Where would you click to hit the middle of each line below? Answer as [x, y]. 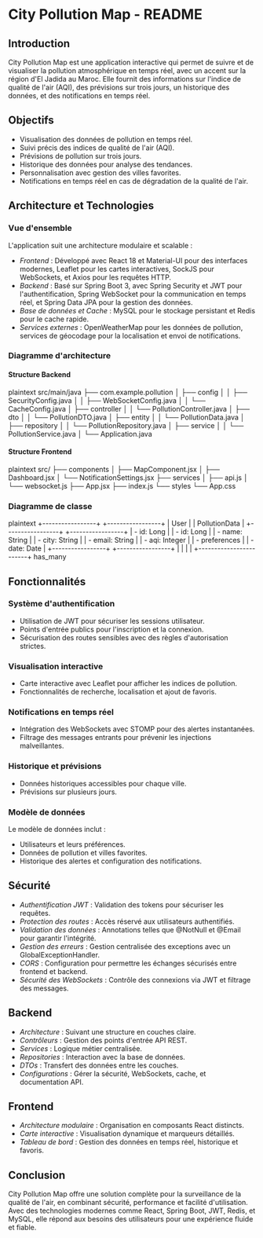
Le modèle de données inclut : [57, 829]
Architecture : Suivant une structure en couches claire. [108, 1031]
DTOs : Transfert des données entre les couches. [99, 1065]
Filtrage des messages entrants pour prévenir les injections [115, 738]
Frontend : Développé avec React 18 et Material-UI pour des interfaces [133, 260]
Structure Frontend [40, 452]
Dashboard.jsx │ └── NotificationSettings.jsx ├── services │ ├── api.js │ [128, 478]
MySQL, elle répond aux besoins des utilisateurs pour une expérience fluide [131, 1219]
